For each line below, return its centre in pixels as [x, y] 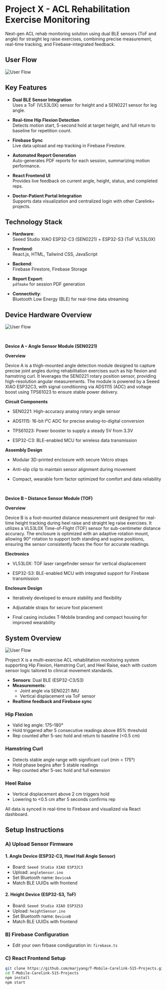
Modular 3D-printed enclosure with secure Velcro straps [70, 460]
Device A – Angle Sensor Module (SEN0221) [51, 346]
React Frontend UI [31, 175]
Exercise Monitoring [48, 20]
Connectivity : [27, 294]
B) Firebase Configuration [37, 934]
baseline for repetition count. [42, 130]
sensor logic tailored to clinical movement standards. [59, 670]
